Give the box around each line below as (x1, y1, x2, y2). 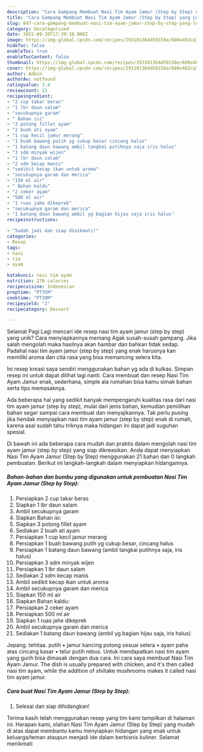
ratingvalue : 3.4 (7, 82, 51, 88)
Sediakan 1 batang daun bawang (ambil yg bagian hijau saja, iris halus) (15, 630, 192, 637)
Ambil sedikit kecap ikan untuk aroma (15, 579, 109, 586)
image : (7, 37, 23, 43)
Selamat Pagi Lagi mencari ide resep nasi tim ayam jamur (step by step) (7, 328, 184, 335)
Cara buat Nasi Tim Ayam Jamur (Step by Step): (7, 687, 130, 695)
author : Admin (7, 71, 43, 77)
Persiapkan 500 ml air (15, 611, 70, 618)
